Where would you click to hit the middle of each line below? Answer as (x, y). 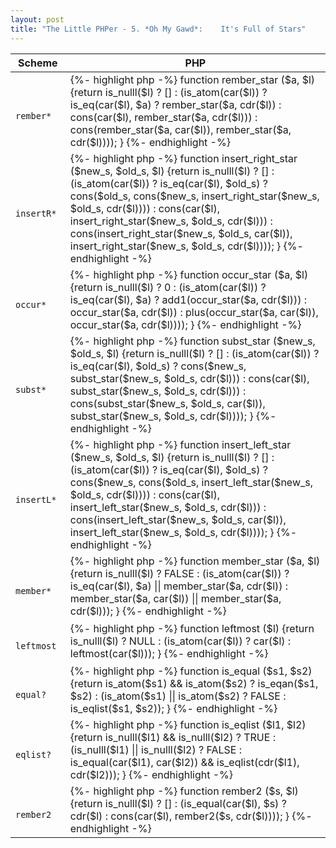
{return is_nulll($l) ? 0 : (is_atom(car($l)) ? (168, 287)
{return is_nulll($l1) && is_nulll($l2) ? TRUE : (172, 737)
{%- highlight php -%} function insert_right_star (183, 158)
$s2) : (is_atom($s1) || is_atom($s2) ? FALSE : (178, 696)
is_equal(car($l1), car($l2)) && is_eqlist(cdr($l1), (184, 762)
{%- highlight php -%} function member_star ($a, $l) (195, 561)
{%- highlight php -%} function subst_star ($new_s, (192, 341)
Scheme (38, 63)
